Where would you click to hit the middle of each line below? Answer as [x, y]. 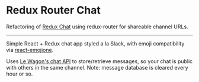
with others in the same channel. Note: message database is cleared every [97, 67]
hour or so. [20, 74]
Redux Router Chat [53, 10]
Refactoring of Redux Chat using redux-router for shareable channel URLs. [97, 27]
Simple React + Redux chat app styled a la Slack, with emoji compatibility [95, 43]
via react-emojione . [30, 50]
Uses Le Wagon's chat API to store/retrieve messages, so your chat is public [99, 61]
